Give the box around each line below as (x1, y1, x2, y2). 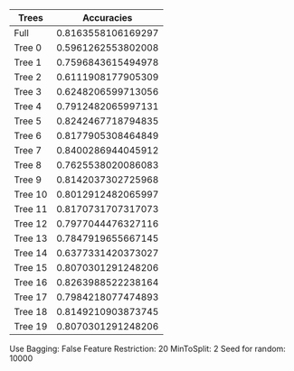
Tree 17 (14, 291, 48, 303)
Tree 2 (14, 71, 43, 83)
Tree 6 (14, 130, 43, 142)
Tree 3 (14, 86, 43, 97)
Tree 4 (14, 100, 43, 112)
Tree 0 (14, 42, 43, 53)
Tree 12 (14, 218, 48, 229)
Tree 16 (14, 276, 48, 288)
